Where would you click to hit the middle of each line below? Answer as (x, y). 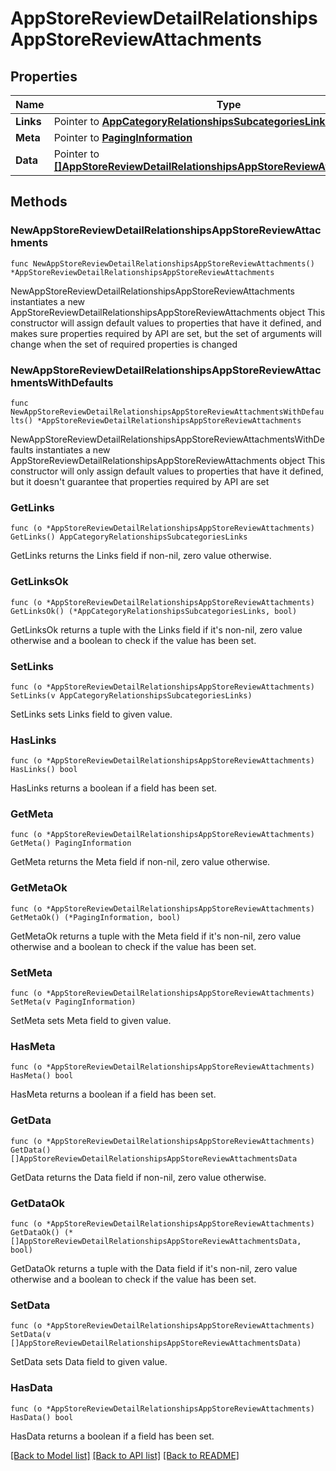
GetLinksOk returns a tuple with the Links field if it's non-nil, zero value (156, 629)
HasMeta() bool (42, 1076)
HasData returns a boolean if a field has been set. (112, 1436)
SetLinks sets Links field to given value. (91, 714)
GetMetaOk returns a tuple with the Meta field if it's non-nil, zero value (156, 936)
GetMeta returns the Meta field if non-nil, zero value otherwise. (140, 862)
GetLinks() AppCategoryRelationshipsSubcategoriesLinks (129, 537)
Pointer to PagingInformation (123, 137)
